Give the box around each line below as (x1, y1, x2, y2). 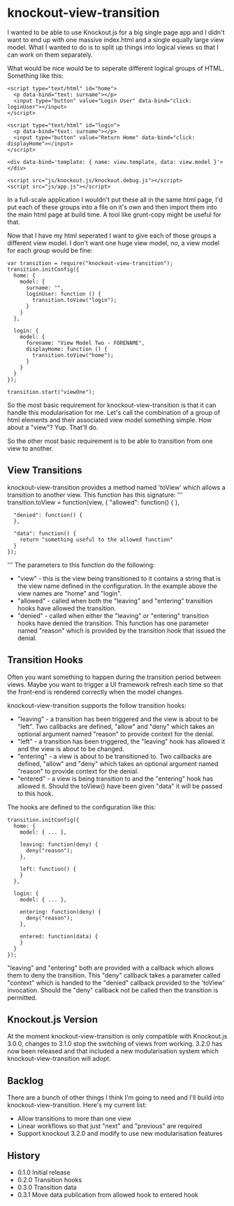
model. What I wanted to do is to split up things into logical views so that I (7, 43, 219, 51)
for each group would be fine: (7, 246, 93, 254)
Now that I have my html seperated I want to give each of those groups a (7, 231, 217, 240)
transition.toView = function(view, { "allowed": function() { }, (7, 498, 180, 506)
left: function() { (20, 865, 77, 872)
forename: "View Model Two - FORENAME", (25, 339, 145, 346)
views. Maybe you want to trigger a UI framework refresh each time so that (7, 680, 224, 688)
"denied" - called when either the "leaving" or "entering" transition (17, 611, 210, 619)
